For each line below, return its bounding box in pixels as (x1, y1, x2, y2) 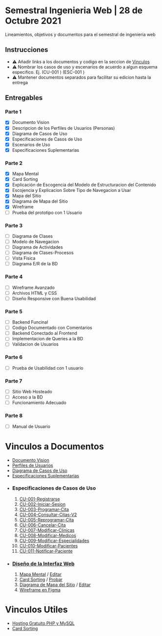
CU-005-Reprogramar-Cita (19, 517, 74, 522)
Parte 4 (5, 273, 23, 280)
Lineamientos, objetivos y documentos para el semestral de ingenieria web (5, 31, 156, 37)
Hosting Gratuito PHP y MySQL (12, 620, 75, 626)
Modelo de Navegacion (12, 238, 60, 244)
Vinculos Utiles (5, 604, 68, 615)
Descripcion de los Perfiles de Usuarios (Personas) (12, 125, 115, 131)
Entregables (5, 94, 43, 102)
